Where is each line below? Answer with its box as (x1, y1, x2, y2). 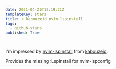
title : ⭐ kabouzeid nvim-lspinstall (5, 16, 83, 21)
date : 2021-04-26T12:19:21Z (5, 7, 65, 12)
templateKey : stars (5, 12, 47, 17)
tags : (5, 21, 17, 26)
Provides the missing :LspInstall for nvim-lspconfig (5, 58, 111, 64)
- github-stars (10, 26, 42, 31)
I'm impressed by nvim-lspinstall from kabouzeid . (5, 48, 108, 54)
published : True (5, 30, 40, 35)
